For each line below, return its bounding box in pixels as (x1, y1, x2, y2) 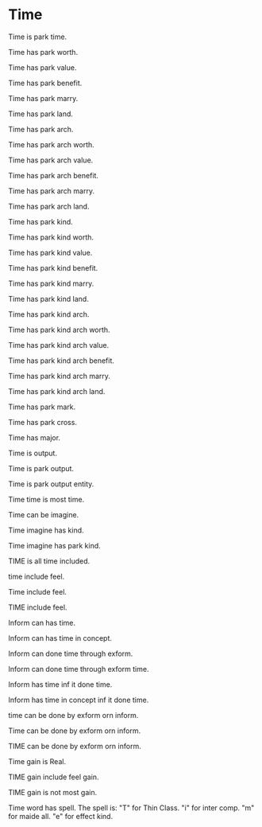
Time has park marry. (8, 93, 79, 103)
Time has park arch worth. (8, 139, 95, 149)
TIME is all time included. (8, 556, 91, 566)
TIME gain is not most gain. (8, 787, 98, 797)
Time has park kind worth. (8, 232, 94, 242)
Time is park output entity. (8, 479, 94, 489)
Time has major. (8, 432, 61, 443)
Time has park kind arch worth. (8, 325, 110, 334)
